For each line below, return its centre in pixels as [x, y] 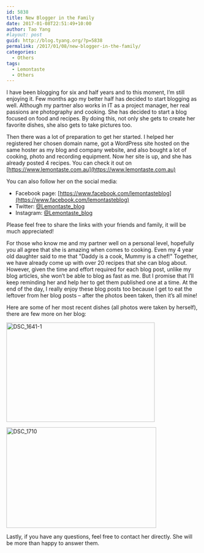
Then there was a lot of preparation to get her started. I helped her [90, 137]
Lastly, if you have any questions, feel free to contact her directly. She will [100, 537]
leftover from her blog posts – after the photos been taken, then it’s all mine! [102, 296]
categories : [21, 52]
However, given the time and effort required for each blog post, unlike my [99, 269]
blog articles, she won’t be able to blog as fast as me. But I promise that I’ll [100, 276]
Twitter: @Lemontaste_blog [50, 206]
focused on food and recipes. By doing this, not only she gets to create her [101, 119]
